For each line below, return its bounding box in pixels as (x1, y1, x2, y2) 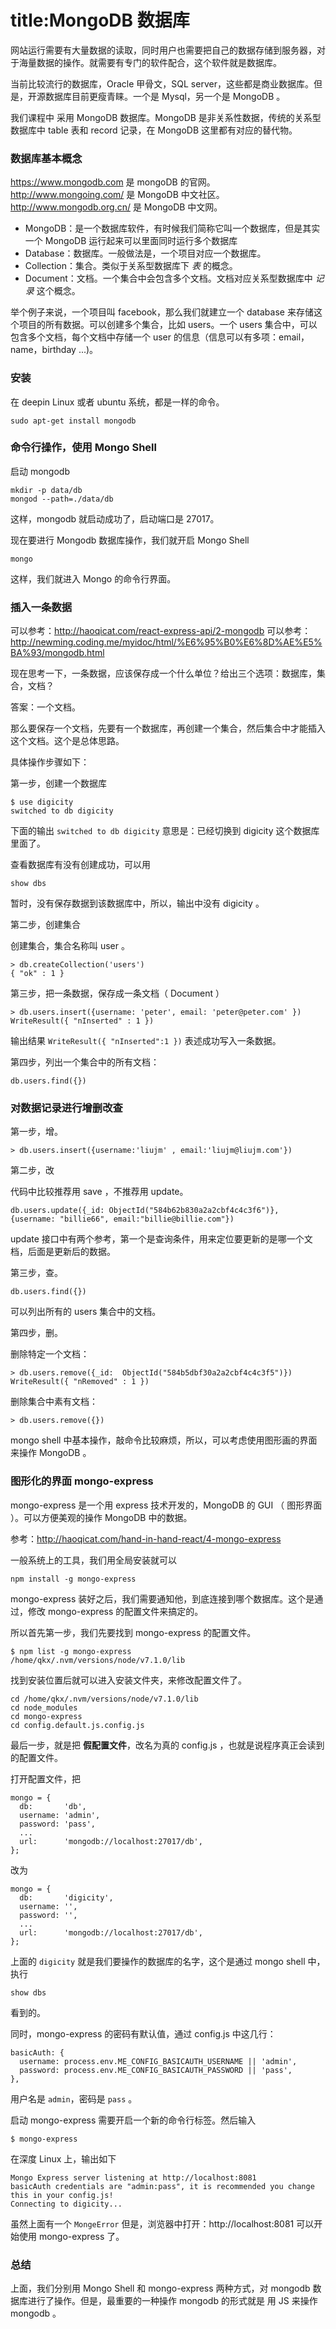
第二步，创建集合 (10, 919, 81, 931)
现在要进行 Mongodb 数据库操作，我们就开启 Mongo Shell (10, 534, 250, 546)
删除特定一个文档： (10, 1348, 90, 1360)
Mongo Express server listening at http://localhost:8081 (10, 2172, 257, 2183)
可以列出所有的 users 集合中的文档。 (10, 1306, 162, 1318)
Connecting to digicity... (10, 2199, 123, 2209)
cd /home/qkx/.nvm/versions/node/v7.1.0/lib (10, 1694, 199, 1704)
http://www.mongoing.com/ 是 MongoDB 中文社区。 (10, 189, 225, 201)
